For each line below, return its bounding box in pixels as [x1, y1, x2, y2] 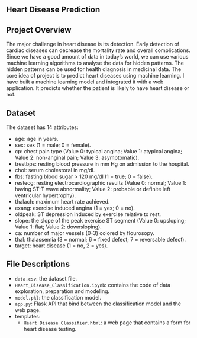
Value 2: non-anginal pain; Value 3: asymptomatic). [14, 154, 140, 162]
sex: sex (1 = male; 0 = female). [14, 141, 91, 149]
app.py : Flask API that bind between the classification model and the [14, 300, 182, 307]
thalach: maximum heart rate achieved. [14, 198, 110, 205]
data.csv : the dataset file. [14, 275, 77, 282]
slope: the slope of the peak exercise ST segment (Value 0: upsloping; [14, 217, 186, 224]
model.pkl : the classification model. [14, 294, 102, 301]
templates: [14, 313, 41, 320]
